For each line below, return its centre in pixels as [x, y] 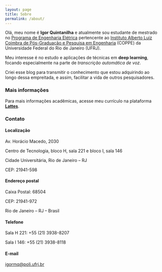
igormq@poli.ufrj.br [25, 264]
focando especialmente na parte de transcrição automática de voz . [73, 63]
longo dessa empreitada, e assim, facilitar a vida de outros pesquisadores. [80, 78]
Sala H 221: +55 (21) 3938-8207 [37, 233]
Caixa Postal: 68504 [25, 192]
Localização [18, 131]
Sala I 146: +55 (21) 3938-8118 [36, 242]
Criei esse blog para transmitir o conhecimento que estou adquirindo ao [77, 72]
